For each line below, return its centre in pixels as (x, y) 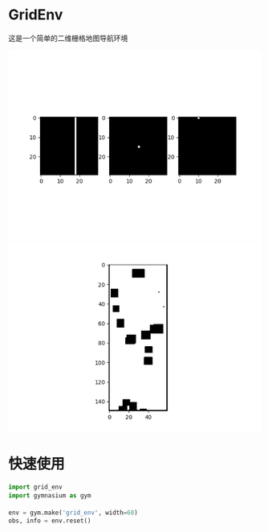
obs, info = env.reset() (50, 521)
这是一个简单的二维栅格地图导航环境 (68, 38)
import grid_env (35, 487)
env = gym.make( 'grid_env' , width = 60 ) (73, 513)
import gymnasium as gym (50, 495)
